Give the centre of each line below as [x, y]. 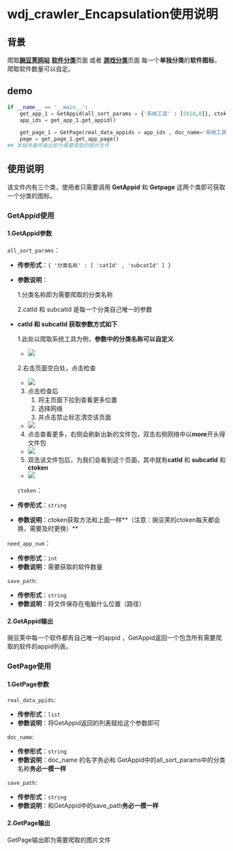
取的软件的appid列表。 [40, 646]
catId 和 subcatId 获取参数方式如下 [67, 324]
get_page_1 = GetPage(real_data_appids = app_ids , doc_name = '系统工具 [123, 133]
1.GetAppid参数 [29, 233]
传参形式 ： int [37, 558]
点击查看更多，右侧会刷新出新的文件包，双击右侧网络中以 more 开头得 [126, 434]
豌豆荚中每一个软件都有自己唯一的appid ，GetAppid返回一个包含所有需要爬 [114, 638]
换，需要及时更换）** [48, 528]
